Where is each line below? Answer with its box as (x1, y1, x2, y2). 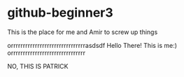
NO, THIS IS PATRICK (7, 62, 69, 70)
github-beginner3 (7, 5, 113, 21)
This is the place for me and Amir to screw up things (7, 28, 158, 36)
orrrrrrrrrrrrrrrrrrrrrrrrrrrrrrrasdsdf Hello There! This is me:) (7, 41, 177, 49)
